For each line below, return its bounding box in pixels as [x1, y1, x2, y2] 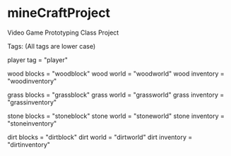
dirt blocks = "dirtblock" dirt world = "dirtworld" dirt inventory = [7, 133, 193, 141]
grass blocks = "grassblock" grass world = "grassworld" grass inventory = [7, 90, 225, 99]
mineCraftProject [7, 5, 111, 21]
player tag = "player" [7, 55, 69, 64]
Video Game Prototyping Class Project [7, 28, 119, 37]
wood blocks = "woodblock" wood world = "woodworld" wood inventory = [7, 69, 225, 78]
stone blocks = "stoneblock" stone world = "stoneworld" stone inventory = [7, 112, 225, 120]
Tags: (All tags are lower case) [7, 42, 96, 50]
